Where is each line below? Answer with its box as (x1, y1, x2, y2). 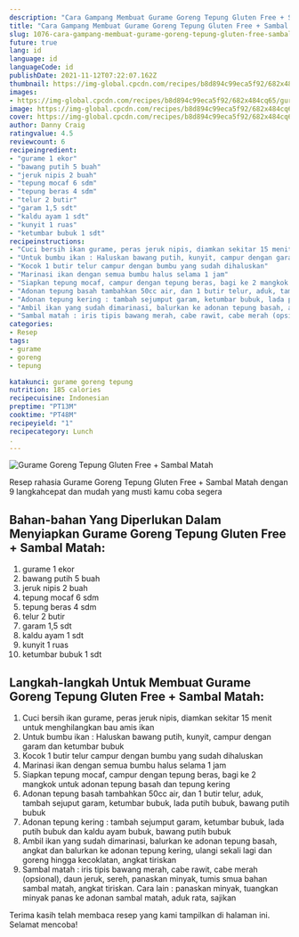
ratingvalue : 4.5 (9, 129, 74, 138)
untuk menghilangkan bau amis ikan (21, 722, 155, 732)
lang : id (9, 46, 42, 55)
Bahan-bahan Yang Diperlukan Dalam (9, 512, 222, 527)
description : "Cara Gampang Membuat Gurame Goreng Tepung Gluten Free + (9, 12, 285, 22)
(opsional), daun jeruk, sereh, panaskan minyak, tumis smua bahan (21, 874, 268, 884)
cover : (9, 112, 34, 121)
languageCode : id (9, 63, 74, 72)
